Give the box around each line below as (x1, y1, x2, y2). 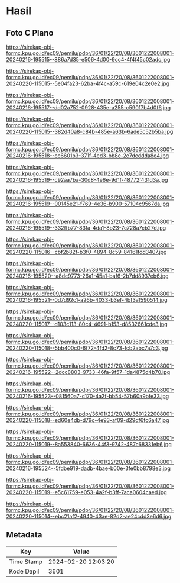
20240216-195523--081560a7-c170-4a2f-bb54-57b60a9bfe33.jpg (6, 392, 169, 400)
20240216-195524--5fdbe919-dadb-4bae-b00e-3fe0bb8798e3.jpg (6, 465, 171, 472)
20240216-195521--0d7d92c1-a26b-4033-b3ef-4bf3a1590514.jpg (6, 297, 168, 303)
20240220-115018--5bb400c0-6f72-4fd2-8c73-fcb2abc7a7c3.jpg (6, 344, 168, 352)
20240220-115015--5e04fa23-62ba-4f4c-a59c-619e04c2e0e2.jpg (6, 80, 170, 87)
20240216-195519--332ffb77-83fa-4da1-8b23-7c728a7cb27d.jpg (6, 224, 166, 231)
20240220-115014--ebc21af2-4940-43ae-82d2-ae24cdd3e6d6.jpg (6, 513, 172, 520)
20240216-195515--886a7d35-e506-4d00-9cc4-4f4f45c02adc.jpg (6, 56, 171, 63)
